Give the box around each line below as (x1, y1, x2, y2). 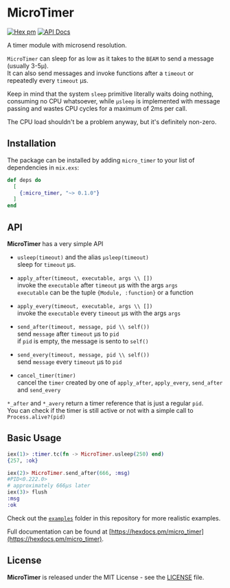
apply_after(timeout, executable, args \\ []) (16, 274, 153, 282)
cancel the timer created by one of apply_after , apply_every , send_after (16, 378, 223, 387)
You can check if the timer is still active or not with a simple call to (7, 406, 194, 414)
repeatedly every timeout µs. (7, 76, 89, 84)
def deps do (7, 176, 41, 183)
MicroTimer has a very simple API (7, 239, 104, 247)
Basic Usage (7, 432, 62, 444)
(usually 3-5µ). (7, 61, 49, 70)
